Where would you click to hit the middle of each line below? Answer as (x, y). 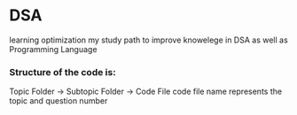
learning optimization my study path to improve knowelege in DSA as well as (148, 40)
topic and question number (59, 101)
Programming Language (53, 49)
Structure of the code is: (63, 72)
